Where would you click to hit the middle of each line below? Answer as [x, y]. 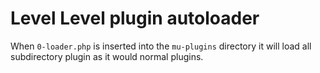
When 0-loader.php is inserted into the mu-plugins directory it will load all [161, 46]
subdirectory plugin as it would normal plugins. [107, 56]
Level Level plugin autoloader [135, 18]
